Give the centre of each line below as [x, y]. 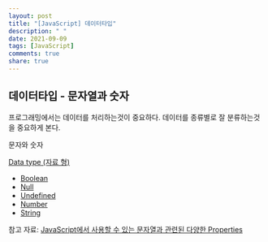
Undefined [38, 195]
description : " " [38, 31]
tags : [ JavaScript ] [41, 46]
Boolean [34, 178]
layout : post [30, 16]
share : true [28, 62]
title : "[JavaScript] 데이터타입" [63, 24]
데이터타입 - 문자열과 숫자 [69, 96]
